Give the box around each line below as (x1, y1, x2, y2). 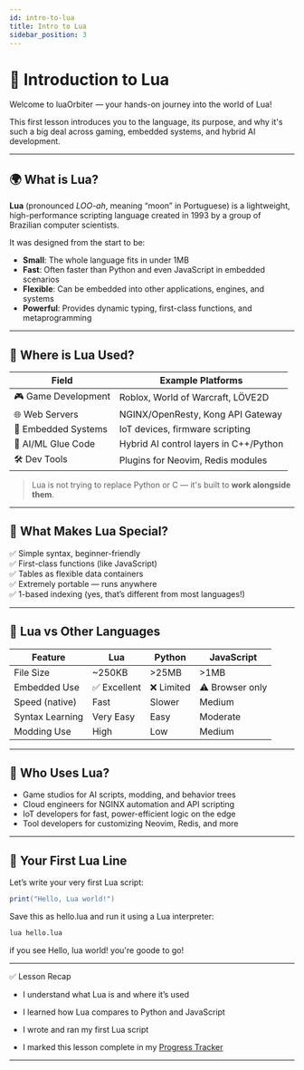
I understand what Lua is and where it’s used (22, 988, 190, 999)
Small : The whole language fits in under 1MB (22, 255, 190, 265)
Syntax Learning (14, 710, 84, 723)
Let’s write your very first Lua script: (9, 877, 145, 888)
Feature (31, 651, 66, 663)
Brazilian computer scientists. (9, 219, 120, 231)
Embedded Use (14, 680, 80, 693)
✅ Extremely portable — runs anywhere (9, 578, 157, 589)
